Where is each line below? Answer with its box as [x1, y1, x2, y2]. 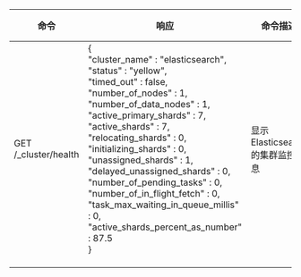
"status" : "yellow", [88, 64, 168, 77]
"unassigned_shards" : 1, [88, 154, 194, 166]
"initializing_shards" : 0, [88, 143, 187, 155]
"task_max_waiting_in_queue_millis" [88, 198, 239, 211]
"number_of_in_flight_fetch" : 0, [88, 188, 220, 199]
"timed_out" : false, [88, 76, 168, 88]
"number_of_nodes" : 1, [88, 87, 188, 99]
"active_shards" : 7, [88, 121, 170, 132]
